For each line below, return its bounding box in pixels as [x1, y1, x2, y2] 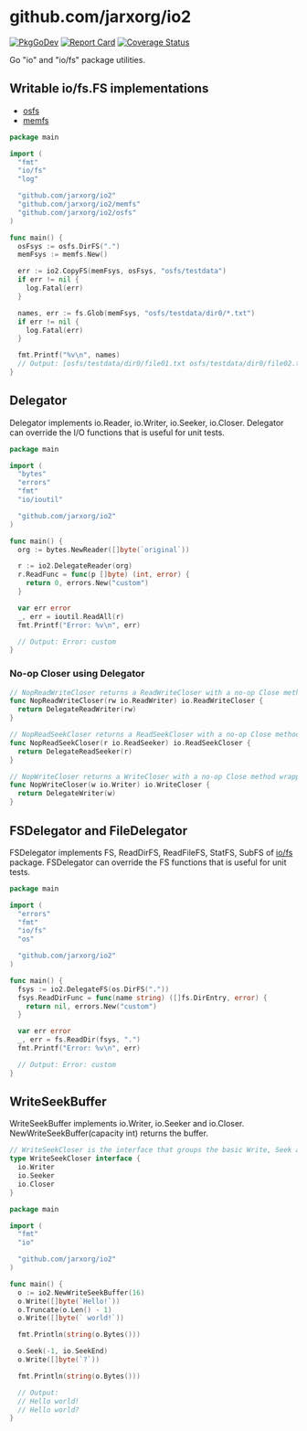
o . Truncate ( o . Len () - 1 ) [17, 1305, 112, 1314]
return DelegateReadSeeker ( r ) [17, 747, 132, 756]
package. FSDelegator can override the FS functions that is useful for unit [9, 857, 287, 868]
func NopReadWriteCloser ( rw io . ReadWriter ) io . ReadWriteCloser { [9, 697, 263, 706]
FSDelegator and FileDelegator [9, 823, 188, 838]
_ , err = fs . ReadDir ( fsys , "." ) [17, 1035, 142, 1044]
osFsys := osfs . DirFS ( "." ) [17, 241, 121, 251]
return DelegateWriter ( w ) [17, 789, 117, 798]
